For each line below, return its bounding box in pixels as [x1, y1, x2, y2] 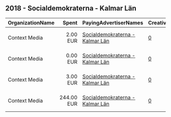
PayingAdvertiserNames [82, 19, 144, 26]
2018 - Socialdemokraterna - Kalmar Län [5, 4, 136, 13]
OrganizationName [8, 19, 55, 26]
